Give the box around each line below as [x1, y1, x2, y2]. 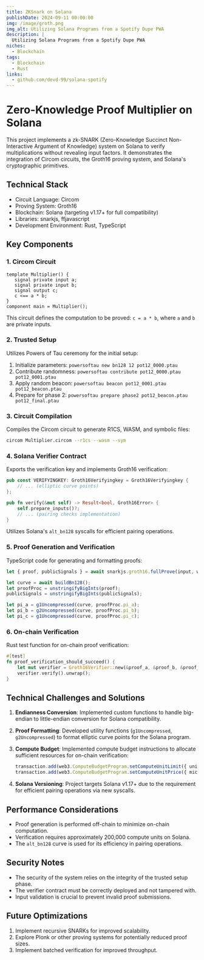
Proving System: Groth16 [15, 202, 77, 209]
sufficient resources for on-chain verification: [15, 752, 129, 759]
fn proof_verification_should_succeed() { [6, 659, 115, 665]
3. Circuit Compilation [6, 412, 72, 420]
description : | [6, 32, 45, 38]
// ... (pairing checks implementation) [17, 511, 121, 517]
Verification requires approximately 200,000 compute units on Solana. [15, 833, 191, 841]
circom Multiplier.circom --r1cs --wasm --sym [6, 438, 126, 444]
